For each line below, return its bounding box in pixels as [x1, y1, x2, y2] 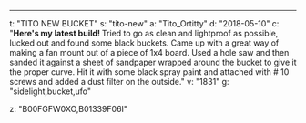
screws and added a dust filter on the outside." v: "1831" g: [9, 77, 229, 87]
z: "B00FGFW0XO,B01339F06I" [9, 104, 128, 114]
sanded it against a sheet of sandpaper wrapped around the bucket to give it [9, 56, 298, 67]
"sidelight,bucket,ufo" [9, 86, 92, 97]
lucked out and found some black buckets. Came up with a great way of [9, 37, 280, 48]
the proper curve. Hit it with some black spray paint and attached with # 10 [9, 67, 290, 77]
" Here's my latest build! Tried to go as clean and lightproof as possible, [9, 28, 279, 38]
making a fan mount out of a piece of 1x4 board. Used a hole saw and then [9, 47, 290, 57]
